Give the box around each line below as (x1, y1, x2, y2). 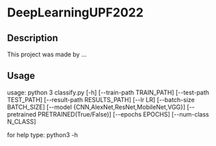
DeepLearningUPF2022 (7, 5, 144, 21)
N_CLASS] (7, 117, 36, 125)
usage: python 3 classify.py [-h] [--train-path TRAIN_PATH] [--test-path (7, 88, 210, 97)
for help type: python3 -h (7, 130, 79, 138)
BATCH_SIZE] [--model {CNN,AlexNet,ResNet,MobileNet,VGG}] (7, 103, 186, 111)
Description (7, 32, 58, 44)
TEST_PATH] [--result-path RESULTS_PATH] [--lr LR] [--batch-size (7, 95, 195, 104)
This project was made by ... (7, 50, 87, 58)
